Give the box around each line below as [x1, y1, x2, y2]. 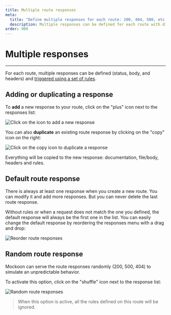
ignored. [17, 304, 36, 310]
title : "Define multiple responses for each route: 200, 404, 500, [10, 17, 156, 22]
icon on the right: [5, 134, 41, 140]
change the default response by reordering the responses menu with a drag [5, 220, 164, 226]
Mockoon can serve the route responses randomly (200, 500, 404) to [5, 263, 151, 270]
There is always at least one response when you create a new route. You [5, 188, 158, 194]
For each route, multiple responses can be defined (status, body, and [5, 70, 150, 77]
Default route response [5, 175, 80, 183]
